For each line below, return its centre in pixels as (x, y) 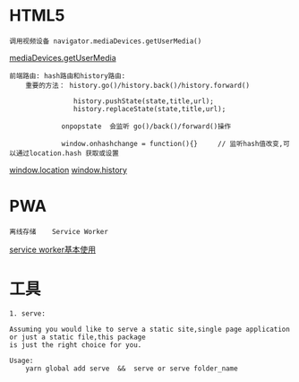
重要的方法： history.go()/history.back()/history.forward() (138, 85)
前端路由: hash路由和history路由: (68, 76)
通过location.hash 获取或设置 (67, 153)
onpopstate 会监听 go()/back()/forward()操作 (146, 126)
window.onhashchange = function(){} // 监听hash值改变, (172, 143)
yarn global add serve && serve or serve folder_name (132, 369)
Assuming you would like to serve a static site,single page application (150, 329)
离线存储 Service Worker (59, 231)
